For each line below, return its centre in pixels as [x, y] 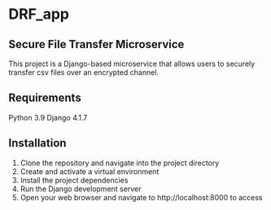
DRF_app [39, 14]
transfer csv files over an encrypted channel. [84, 72]
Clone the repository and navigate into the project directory [120, 163]
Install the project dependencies [74, 180]
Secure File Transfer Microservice [96, 44]
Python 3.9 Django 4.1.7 [48, 117]
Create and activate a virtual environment [90, 171]
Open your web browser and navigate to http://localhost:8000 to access [141, 197]
